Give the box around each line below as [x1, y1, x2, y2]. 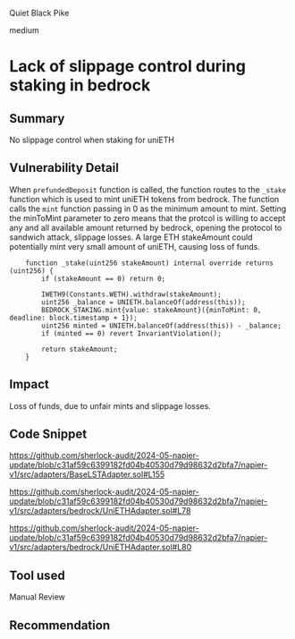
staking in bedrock [9, 75, 151, 96]
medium [9, 25, 39, 35]
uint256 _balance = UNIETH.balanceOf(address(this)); [41, 297, 246, 307]
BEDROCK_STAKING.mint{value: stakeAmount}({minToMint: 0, [41, 305, 262, 314]
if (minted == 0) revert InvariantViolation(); [41, 328, 222, 338]
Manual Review [9, 592, 65, 602]
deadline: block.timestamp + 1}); [9, 313, 139, 322]
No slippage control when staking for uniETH [9, 134, 174, 145]
